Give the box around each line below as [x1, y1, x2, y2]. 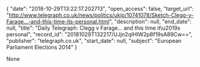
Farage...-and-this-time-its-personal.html [6, 18, 110, 25]
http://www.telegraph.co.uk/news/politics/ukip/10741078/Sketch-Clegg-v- [8, 11, 194, 19]
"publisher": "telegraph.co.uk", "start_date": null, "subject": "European [6, 37, 182, 44]
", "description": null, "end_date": [108, 18, 192, 25]
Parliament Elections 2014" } [6, 43, 78, 51]
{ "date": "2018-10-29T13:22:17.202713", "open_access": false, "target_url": [6, 5, 194, 12]
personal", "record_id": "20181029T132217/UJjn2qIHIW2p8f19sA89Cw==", [6, 31, 193, 38]
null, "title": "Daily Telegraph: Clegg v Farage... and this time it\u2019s [6, 24, 181, 31]
